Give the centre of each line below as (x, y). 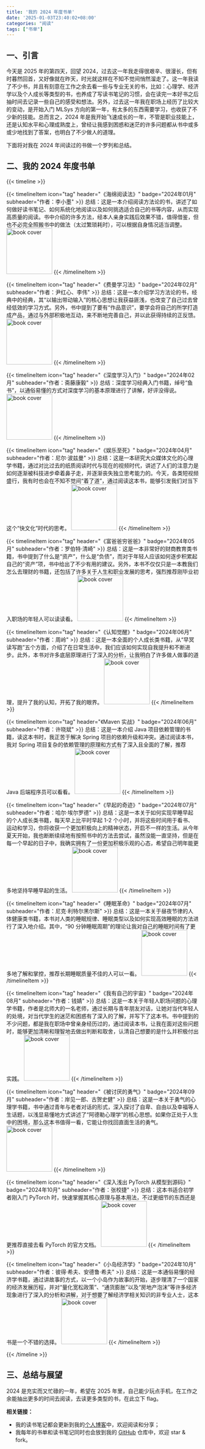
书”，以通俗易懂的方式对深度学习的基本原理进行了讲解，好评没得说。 (93, 390)
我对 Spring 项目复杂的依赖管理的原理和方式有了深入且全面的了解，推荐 (96, 744)
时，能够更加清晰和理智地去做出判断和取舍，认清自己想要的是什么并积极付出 (103, 1031)
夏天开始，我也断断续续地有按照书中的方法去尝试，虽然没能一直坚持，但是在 (103, 835)
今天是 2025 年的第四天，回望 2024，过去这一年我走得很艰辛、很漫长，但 (99, 71)
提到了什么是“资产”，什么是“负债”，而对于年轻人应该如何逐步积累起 (112, 556)
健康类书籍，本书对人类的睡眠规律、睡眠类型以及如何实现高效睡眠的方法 (102, 918)
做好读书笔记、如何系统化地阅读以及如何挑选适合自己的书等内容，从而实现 (105, 209)
